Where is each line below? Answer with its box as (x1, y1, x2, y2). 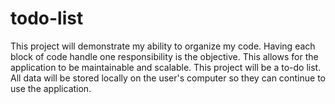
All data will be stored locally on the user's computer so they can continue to (10, 72, 326, 84)
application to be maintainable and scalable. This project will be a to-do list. (10, 61, 322, 73)
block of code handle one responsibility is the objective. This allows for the (10, 50, 319, 62)
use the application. (10, 82, 92, 94)
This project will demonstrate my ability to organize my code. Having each (10, 40, 316, 52)
